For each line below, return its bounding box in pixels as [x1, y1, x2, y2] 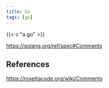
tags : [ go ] [6, 14, 33, 20]
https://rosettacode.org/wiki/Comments [6, 75, 103, 82]
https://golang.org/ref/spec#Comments [6, 42, 102, 49]
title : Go [6, 8, 31, 15]
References [6, 59, 50, 69]
